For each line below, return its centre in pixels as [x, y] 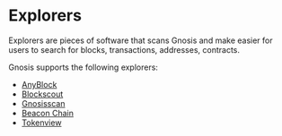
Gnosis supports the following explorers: [84, 67]
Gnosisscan [43, 103]
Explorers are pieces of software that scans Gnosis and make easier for [141, 40]
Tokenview [41, 123]
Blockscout [42, 94]
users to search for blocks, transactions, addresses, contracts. [124, 49]
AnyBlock [39, 84]
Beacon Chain [47, 113]
